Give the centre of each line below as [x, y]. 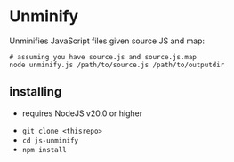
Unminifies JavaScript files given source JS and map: [107, 41]
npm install [44, 150]
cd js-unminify [50, 140]
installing [36, 92]
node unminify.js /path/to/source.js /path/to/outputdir [117, 65]
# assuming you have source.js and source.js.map [103, 57]
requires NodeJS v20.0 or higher [82, 113]
